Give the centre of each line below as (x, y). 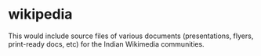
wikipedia (40, 14)
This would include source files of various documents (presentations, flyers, (131, 36)
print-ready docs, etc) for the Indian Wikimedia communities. (107, 44)
